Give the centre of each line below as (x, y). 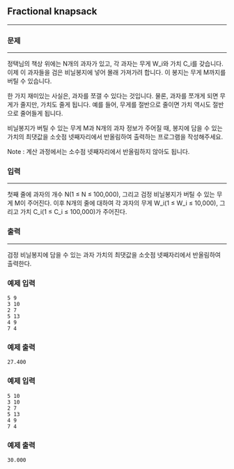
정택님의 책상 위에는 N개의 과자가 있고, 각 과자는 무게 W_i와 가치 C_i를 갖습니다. (116, 64)
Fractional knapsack (52, 11)
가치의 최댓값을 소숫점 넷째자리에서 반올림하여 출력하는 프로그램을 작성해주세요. (115, 137)
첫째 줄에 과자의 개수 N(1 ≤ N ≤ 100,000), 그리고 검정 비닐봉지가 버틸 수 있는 (111, 194)
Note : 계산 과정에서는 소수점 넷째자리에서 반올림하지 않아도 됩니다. (99, 152)
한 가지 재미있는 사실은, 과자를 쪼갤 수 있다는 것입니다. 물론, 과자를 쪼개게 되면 (113, 96)
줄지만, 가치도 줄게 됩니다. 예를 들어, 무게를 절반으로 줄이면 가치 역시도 (115, 105)
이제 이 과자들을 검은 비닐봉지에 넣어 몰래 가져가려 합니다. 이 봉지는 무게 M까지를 (117, 72)
